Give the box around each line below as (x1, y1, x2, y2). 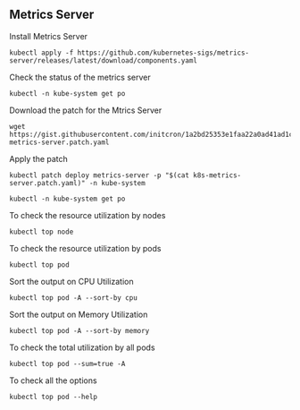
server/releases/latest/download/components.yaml (9, 56, 198, 65)
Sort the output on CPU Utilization (9, 276, 134, 286)
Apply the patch (9, 153, 69, 164)
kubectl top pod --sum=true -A (9, 359, 126, 368)
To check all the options (9, 375, 97, 386)
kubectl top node (9, 227, 74, 236)
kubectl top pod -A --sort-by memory (9, 326, 150, 335)
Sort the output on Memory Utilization (9, 309, 148, 320)
